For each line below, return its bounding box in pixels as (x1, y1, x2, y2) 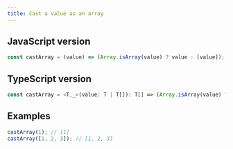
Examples (7, 110, 51, 122)
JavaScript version (7, 36, 91, 48)
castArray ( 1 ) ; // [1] (7, 128, 70, 135)
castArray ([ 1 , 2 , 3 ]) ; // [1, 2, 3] (7, 135, 113, 142)
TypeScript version (7, 73, 92, 85)
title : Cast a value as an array (7, 10, 104, 17)
